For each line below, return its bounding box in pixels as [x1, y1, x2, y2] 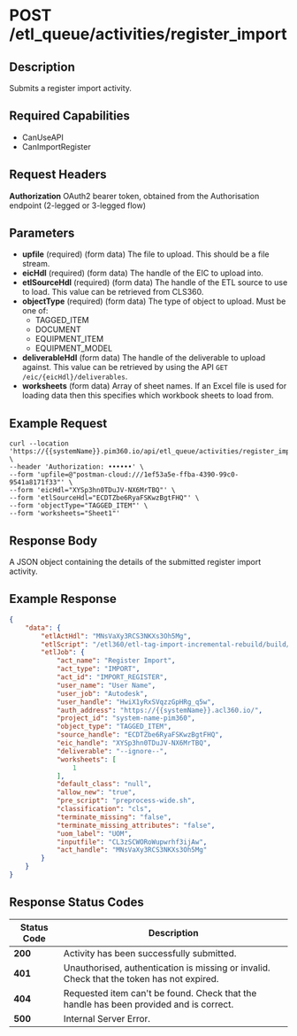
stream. [21, 259, 50, 269]
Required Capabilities [9, 108, 131, 124]
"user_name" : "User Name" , [56, 681, 156, 690]
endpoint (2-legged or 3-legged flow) [9, 200, 146, 211]
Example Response [9, 591, 117, 607]
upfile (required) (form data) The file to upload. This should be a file [21, 249, 270, 259]
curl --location [9, 439, 69, 448]
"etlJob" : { [41, 648, 86, 657]
